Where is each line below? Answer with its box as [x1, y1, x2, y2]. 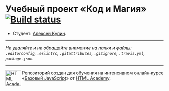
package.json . [5, 55, 34, 61]
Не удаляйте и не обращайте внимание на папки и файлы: [5, 45, 132, 51]
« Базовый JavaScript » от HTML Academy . [22, 75, 111, 81]
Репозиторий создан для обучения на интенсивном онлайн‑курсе [22, 70, 164, 76]
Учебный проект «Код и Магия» [5, 3, 147, 15]
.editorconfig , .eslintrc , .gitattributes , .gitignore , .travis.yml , [5, 50, 145, 56]
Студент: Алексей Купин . [12, 30, 67, 36]
